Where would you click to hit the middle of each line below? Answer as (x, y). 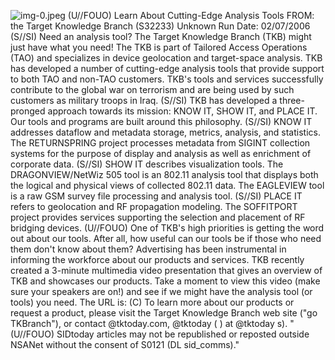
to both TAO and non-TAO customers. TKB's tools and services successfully (167, 79)
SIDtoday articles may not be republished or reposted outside (183, 334)
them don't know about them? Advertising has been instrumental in (148, 249)
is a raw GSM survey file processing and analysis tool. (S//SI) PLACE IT (156, 196)
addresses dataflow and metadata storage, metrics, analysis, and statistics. (165, 132)
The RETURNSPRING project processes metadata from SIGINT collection (160, 143)
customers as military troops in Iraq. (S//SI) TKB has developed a (144, 100)
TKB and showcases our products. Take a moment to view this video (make (165, 281)
